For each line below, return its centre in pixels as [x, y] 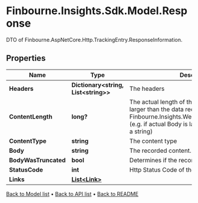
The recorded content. [160, 150]
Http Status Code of [157, 169]
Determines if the [153, 160]
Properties [26, 58]
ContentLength [31, 116]
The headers [147, 89]
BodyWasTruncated [37, 160]
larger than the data [156, 109]
